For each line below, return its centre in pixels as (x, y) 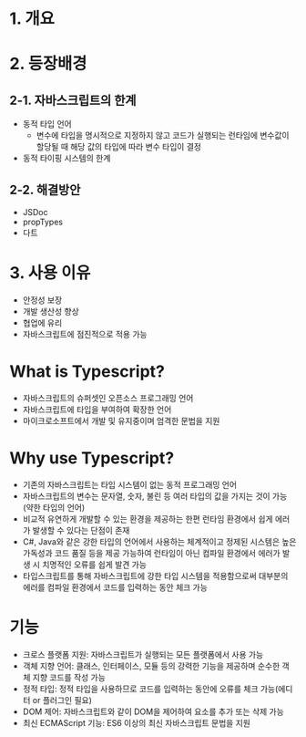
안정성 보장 (42, 300)
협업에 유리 (42, 322)
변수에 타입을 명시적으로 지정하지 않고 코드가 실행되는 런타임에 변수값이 (163, 135)
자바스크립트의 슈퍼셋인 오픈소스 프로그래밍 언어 (108, 398)
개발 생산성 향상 (51, 311)
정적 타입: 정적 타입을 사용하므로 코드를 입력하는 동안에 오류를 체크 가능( (150, 689)
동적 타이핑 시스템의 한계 (66, 158)
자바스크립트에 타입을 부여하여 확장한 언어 (97, 409)
